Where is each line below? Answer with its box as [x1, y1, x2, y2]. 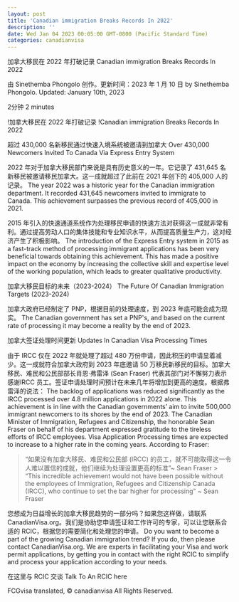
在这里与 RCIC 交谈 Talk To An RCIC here [7, 572, 127, 581]
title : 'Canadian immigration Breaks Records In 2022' [7, 17, 174, 24]
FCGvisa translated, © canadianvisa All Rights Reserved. [7, 586, 174, 595]
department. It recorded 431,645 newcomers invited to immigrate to [7, 189, 206, 198]
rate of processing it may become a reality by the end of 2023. [7, 322, 191, 330]
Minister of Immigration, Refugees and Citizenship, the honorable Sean [7, 418, 215, 426]
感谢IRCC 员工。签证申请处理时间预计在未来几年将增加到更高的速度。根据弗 [7, 378, 230, 386]
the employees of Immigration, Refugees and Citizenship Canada [24, 480, 216, 488]
